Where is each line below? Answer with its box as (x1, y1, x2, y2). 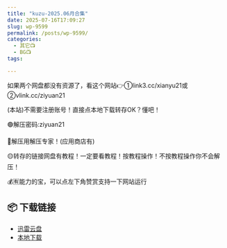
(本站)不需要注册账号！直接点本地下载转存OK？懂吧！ (7, 105, 161, 114)
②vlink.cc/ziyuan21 (7, 91, 65, 99)
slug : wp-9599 (7, 23, 49, 30)
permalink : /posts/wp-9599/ (7, 29, 89, 37)
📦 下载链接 (7, 202, 57, 213)
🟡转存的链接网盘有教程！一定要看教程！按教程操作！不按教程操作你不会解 (7, 152, 220, 160)
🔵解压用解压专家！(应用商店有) (7, 136, 95, 145)
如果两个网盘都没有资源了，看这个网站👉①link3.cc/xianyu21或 (7, 81, 189, 89)
